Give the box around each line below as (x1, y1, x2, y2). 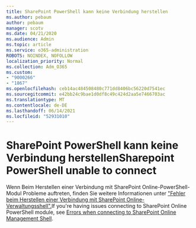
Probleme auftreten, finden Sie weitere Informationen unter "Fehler (23, 190, 185, 197)
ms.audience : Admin (6, 36, 54, 42)
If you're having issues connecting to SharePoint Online (51, 203, 187, 210)
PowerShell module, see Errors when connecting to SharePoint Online (6, 208, 176, 216)
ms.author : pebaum (6, 14, 52, 20)
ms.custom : (6, 69, 33, 75)
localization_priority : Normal (6, 58, 83, 64)
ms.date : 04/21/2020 (6, 31, 57, 37)
